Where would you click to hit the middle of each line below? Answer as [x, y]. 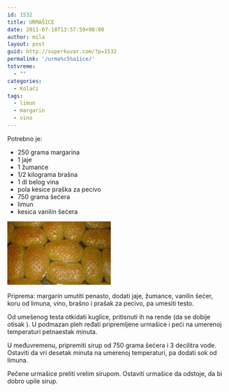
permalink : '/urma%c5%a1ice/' [51, 59]
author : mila [26, 37]
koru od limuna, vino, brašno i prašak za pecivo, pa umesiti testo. [101, 303]
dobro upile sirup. [32, 381]
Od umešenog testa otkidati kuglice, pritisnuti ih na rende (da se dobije [109, 317]
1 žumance [33, 167]
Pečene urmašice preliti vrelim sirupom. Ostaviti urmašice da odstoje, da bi [115, 373]
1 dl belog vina [38, 182]
